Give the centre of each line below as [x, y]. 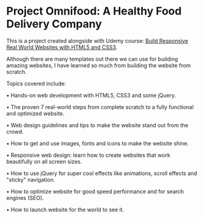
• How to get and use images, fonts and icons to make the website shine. [98, 143]
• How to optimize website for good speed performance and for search [95, 191]
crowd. [15, 131]
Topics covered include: [36, 84]
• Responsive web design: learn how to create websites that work [88, 155]
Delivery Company [54, 24]
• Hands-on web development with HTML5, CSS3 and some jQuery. [91, 95]
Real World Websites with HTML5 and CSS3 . [62, 47]
